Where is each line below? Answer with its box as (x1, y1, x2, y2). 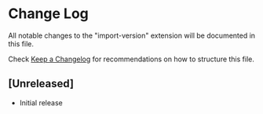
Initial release (19, 97, 63, 107)
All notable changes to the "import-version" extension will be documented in (8, 31, 256, 40)
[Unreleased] (8, 77, 75, 90)
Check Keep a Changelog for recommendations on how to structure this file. (8, 54, 255, 64)
